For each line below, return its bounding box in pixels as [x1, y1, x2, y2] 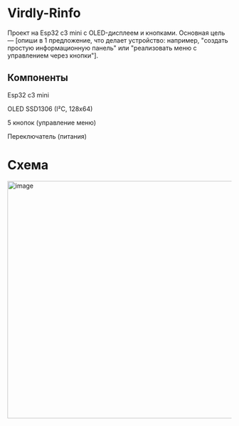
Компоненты [7, 72, 69, 84]
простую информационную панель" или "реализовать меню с [7, 43, 197, 52]
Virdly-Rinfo [7, 5, 81, 21]
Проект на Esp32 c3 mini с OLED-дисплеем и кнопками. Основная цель [7, 28, 225, 37]
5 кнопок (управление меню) [7, 118, 97, 127]
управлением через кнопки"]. [7, 51, 99, 60]
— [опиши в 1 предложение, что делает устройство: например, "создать [7, 36, 229, 44]
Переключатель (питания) [7, 132, 87, 140]
